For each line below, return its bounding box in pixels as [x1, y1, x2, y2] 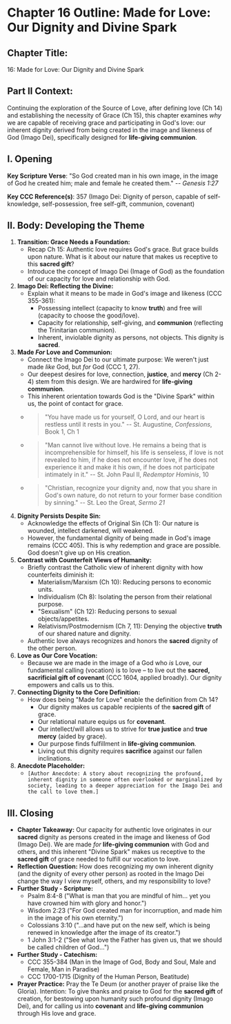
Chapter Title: [7, 47, 68, 59]
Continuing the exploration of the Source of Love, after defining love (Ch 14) [7, 104, 223, 112]
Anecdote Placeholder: [17, 762, 85, 770]
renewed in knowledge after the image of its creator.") [27, 929, 181, 937]
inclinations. [37, 754, 72, 763]
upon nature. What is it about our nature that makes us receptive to [27, 252, 219, 261]
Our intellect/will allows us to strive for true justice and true [37, 725, 208, 734]
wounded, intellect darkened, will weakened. [27, 527, 154, 535]
